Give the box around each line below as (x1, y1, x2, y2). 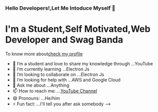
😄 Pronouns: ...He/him (12, 95, 60, 101)
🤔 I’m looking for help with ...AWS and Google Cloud (12, 77, 121, 83)
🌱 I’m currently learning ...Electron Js (12, 66, 90, 72)
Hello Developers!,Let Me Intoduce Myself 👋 (5, 5, 116, 12)
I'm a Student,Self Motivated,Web (5, 23, 150, 35)
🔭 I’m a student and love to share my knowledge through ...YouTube (12, 60, 153, 66)
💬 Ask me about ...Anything (12, 82, 70, 88)
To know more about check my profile (5, 51, 83, 57)
